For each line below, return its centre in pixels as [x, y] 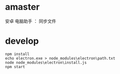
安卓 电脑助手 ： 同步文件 [31, 21]
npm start [15, 67]
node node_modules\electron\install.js [46, 62]
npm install [17, 54]
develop [22, 41]
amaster [22, 7]
